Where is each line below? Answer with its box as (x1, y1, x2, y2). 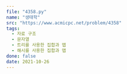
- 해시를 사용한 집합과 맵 (11, 48, 66, 54)
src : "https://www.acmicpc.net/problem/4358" (6, 20, 122, 26)
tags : (6, 25, 20, 32)
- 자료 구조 (11, 31, 37, 37)
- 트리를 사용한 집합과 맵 (11, 42, 66, 48)
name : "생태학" (6, 14, 41, 20)
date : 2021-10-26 (6, 58, 50, 64)
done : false (6, 53, 36, 59)
